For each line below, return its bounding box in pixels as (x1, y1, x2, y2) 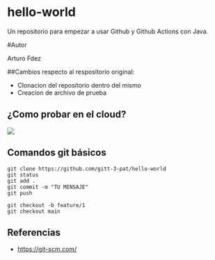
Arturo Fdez (7, 54, 42, 63)
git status (7, 171, 39, 178)
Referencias (7, 227, 61, 238)
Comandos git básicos (7, 147, 106, 159)
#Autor (7, 40, 27, 49)
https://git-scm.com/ (17, 245, 77, 254)
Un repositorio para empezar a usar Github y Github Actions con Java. (7, 27, 209, 35)
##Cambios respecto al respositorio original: (7, 67, 135, 76)
